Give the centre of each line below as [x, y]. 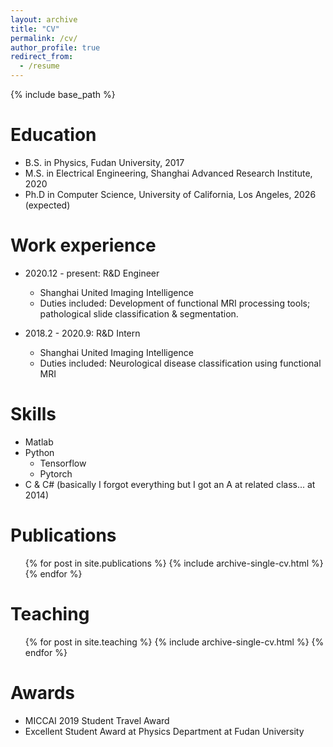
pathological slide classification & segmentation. [139, 313]
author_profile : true [55, 47]
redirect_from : [42, 57]
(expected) [47, 205]
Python [39, 452]
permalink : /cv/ [44, 38]
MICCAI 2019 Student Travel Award [97, 720]
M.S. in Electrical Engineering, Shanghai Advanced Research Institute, [168, 173]
